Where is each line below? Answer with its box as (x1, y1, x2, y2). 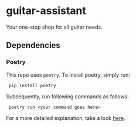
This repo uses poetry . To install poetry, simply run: (6, 71, 130, 78)
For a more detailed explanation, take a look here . (6, 114, 125, 121)
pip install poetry (8, 83, 57, 88)
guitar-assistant (6, 4, 87, 18)
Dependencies (6, 40, 60, 50)
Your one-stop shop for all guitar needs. (6, 23, 103, 30)
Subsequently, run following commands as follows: (6, 92, 129, 100)
